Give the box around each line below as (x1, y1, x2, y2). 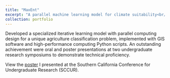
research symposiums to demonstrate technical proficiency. (5, 52, 131, 58)
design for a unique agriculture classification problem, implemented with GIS (5, 36, 165, 42)
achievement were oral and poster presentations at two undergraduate (5, 46, 153, 53)
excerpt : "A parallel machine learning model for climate (5, 12, 130, 17)
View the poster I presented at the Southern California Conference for (5, 61, 151, 68)
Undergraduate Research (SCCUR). (5, 67, 79, 73)
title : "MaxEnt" (5, 7, 39, 13)
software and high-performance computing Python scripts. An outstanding (5, 41, 161, 47)
